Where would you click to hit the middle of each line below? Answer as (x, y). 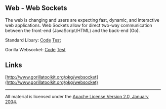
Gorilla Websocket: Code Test (35, 49)
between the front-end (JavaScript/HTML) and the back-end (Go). (72, 30)
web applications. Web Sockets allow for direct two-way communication (79, 25)
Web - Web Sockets (36, 8)
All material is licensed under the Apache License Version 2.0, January (77, 96)
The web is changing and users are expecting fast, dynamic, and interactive (82, 20)
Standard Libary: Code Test (33, 40)
